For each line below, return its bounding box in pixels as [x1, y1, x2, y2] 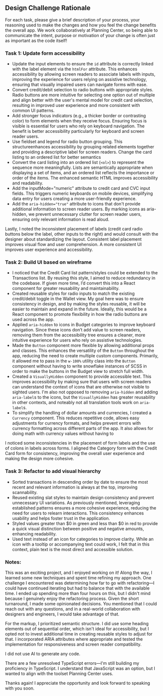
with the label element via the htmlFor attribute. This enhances [12, 66, 138, 72]
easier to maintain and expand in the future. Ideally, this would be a [12, 306, 147, 312]
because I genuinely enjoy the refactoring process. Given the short [5, 595, 139, 601]
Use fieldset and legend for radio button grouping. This [12, 139, 123, 144]
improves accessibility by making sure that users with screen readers [12, 379, 151, 385]
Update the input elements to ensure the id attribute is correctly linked [12, 61, 154, 67]
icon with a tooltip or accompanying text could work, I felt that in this [12, 541, 150, 547]
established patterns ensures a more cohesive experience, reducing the [12, 505, 157, 511]
